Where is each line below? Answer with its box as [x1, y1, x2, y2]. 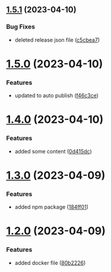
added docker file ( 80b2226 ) [14, 259, 86, 266]
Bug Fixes [6, 23, 36, 31]
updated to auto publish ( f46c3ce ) [14, 92, 99, 99]
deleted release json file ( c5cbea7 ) [14, 36, 100, 44]
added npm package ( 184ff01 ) [14, 203, 89, 211]
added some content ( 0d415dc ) [14, 147, 92, 154]
